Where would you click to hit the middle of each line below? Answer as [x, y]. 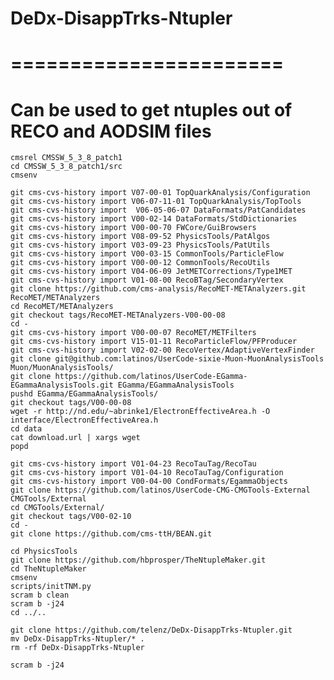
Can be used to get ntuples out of [151, 109]
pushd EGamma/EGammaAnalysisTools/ [84, 394]
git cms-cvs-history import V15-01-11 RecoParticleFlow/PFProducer [154, 342]
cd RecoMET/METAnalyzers [62, 307]
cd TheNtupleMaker [48, 569]
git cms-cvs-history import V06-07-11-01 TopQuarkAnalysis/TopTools [156, 202]
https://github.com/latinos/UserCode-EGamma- [151, 377]
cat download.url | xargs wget [75, 438]
